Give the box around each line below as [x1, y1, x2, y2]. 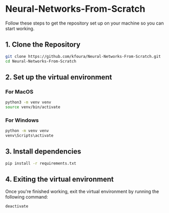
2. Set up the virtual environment [5, 73, 112, 81]
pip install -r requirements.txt [5, 161, 77, 166]
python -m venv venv [5, 129, 50, 134]
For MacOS [5, 88, 34, 95]
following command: [5, 194, 49, 200]
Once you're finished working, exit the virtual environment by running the [5, 188, 159, 195]
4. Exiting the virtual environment [5, 175, 114, 184]
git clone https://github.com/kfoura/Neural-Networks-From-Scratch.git [5, 54, 161, 59]
